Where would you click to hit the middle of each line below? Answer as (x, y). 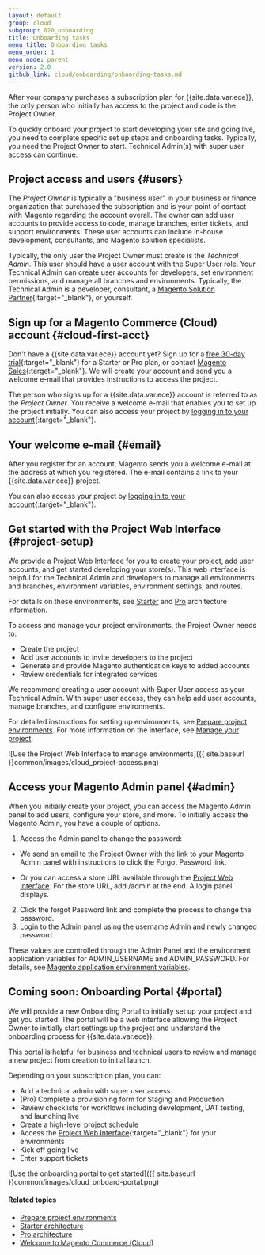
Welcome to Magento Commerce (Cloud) (87, 1242)
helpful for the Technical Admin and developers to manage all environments (131, 577)
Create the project (49, 648)
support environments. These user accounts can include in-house (116, 232)
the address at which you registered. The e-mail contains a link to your (123, 473)
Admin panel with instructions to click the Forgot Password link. (123, 862)
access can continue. (43, 154)
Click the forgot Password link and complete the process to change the (135, 909)
